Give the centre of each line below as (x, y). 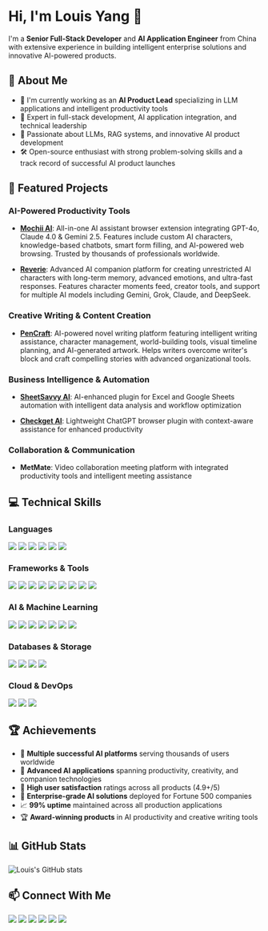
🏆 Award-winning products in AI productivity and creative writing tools (139, 817)
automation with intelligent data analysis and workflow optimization (130, 405)
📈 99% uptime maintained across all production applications (121, 805)
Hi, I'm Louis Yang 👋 (75, 16)
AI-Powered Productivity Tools (69, 211)
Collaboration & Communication (72, 450)
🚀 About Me (38, 80)
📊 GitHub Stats (47, 847)
